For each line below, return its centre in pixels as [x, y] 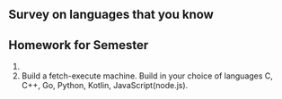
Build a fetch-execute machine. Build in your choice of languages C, [147, 76]
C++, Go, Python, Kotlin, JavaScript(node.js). [105, 86]
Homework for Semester [79, 45]
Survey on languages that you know [111, 15]
